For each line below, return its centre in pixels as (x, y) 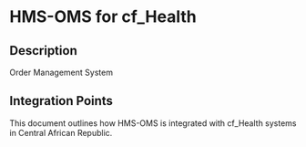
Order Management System (61, 72)
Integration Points (61, 101)
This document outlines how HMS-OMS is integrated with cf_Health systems (153, 123)
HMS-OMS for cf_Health (103, 17)
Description (43, 51)
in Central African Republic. (61, 132)
